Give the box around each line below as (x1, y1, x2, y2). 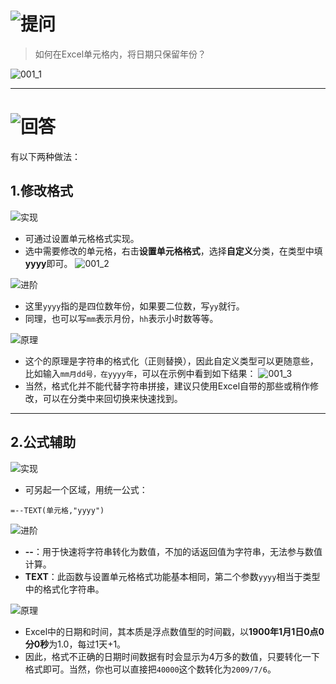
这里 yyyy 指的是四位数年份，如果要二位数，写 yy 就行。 (24, 300, 245, 312)
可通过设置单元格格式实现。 (24, 232, 140, 244)
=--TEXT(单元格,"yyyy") (10, 505, 105, 515)
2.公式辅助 (10, 434, 77, 451)
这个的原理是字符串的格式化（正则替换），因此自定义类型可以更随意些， (24, 355, 319, 367)
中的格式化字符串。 (24, 583, 105, 595)
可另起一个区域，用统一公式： (24, 483, 148, 495)
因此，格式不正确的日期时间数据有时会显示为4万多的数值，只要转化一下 (24, 650, 320, 662)
